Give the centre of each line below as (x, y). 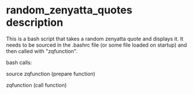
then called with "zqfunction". (42, 51)
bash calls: (19, 62)
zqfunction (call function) (37, 85)
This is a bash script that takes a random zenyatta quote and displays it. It (95, 39)
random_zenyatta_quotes (69, 10)
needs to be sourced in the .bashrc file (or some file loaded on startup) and (96, 45)
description (35, 22)
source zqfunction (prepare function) (51, 74)
